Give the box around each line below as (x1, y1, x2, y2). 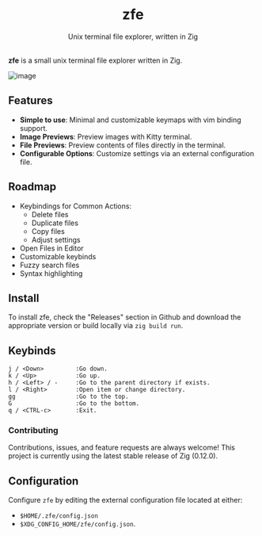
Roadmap (8, 180, 57, 193)
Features (8, 94, 53, 108)
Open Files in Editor (19, 243, 85, 253)
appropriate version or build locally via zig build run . (8, 321, 184, 331)
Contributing (8, 425, 59, 436)
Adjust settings (31, 235, 81, 244)
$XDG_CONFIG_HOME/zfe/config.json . (19, 519, 136, 529)
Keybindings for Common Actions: (19, 201, 132, 211)
